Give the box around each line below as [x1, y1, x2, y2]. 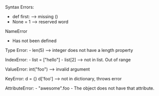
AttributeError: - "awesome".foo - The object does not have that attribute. [5, 85, 155, 91]
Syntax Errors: [5, 4, 35, 10]
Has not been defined [12, 38, 57, 44]
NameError [5, 28, 28, 34]
